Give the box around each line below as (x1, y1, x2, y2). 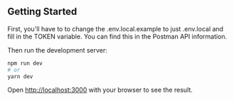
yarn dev (7, 73, 33, 80)
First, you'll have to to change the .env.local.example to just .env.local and (7, 24, 224, 33)
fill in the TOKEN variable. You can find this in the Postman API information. (7, 32, 228, 41)
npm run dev (7, 60, 43, 67)
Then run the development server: (7, 46, 108, 54)
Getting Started (7, 6, 78, 18)
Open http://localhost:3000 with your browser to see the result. (7, 85, 193, 95)
